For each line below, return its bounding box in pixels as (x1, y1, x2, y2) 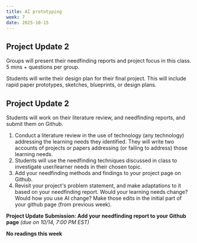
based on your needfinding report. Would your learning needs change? (14, 189, 188, 195)
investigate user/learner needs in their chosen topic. (14, 163, 142, 170)
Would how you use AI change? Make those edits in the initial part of (14, 195, 182, 202)
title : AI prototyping (6, 8, 62, 15)
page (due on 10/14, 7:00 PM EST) (6, 219, 90, 225)
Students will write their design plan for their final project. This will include (6, 75, 186, 82)
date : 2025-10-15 (6, 20, 49, 25)
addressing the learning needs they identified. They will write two (14, 138, 175, 145)
